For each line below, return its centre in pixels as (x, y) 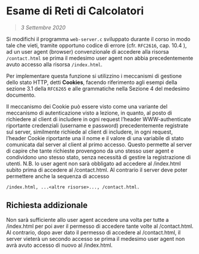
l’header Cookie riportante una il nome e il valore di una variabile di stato (95, 138)
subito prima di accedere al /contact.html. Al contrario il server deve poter (97, 170)
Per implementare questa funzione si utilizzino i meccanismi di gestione (94, 76)
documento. (21, 95)
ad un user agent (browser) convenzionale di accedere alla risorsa (88, 51)
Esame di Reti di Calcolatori (75, 11)
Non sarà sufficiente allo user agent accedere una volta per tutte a (88, 219)
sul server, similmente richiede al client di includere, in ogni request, (89, 132)
